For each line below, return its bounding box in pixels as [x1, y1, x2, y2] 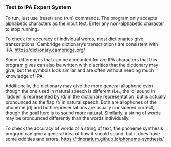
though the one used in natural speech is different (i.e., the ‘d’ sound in [5, 88, 155, 94]
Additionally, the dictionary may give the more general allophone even [5, 83, 153, 89]
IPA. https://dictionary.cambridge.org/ [5, 47, 86, 53]
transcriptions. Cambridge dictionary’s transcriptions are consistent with [5, 41, 158, 47]
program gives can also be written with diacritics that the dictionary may [5, 62, 158, 68]
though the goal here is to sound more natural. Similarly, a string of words [5, 110, 161, 116]
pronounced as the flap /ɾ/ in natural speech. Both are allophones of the [5, 99, 157, 105]
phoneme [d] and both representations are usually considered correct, [5, 105, 155, 111]
